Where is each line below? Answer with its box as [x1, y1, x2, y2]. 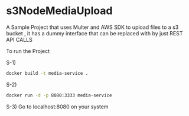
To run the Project [6, 47, 50, 54]
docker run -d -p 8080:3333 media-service [6, 92, 112, 98]
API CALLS [6, 36, 32, 43]
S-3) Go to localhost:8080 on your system [6, 103, 109, 110]
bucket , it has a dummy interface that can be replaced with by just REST [6, 29, 183, 37]
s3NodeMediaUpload [6, 4, 113, 18]
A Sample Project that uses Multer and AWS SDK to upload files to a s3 [6, 24, 179, 31]
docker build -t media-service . [6, 70, 89, 76]
